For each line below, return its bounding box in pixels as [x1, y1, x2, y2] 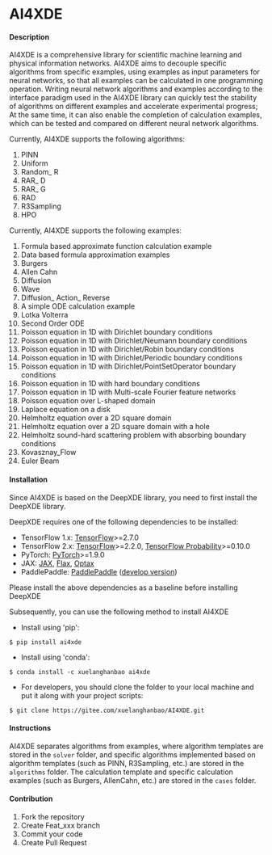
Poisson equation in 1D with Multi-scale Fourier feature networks [20, 387, 236, 397]
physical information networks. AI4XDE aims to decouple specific [9, 58, 227, 69]
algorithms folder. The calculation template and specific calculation [9, 767, 233, 777]
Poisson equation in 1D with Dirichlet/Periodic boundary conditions [20, 353, 243, 363]
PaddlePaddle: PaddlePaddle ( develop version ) [20, 566, 178, 576]
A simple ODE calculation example [20, 301, 136, 311]
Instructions [9, 723, 52, 733]
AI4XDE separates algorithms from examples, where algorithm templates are [9, 741, 264, 751]
